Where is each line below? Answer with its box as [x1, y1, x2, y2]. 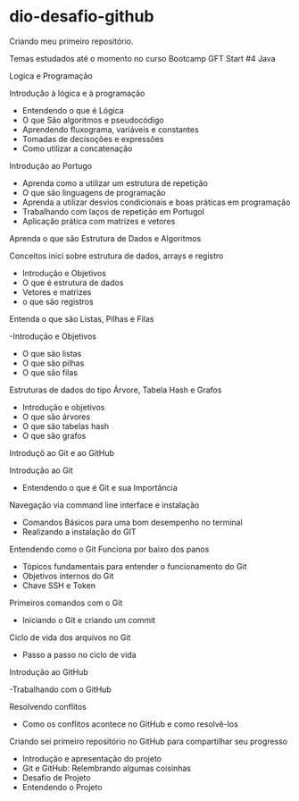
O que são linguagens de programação [21, 187, 167, 198]
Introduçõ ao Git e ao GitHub [9, 447, 114, 458]
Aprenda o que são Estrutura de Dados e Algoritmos [9, 232, 202, 243]
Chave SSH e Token [21, 579, 96, 591]
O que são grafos [21, 430, 87, 441]
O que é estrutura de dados [21, 277, 124, 288]
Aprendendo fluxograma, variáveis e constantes [21, 123, 199, 135]
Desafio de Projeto [21, 771, 91, 783]
